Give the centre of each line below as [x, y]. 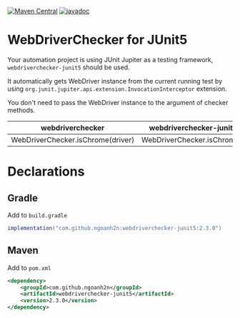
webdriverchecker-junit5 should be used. [69, 67]
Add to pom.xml [29, 267]
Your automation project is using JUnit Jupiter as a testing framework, [110, 59]
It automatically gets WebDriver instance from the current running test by [115, 81]
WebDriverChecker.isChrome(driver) [72, 139]
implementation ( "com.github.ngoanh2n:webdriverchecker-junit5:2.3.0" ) [115, 228]
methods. [21, 110]
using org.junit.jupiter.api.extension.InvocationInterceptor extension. [117, 89]
